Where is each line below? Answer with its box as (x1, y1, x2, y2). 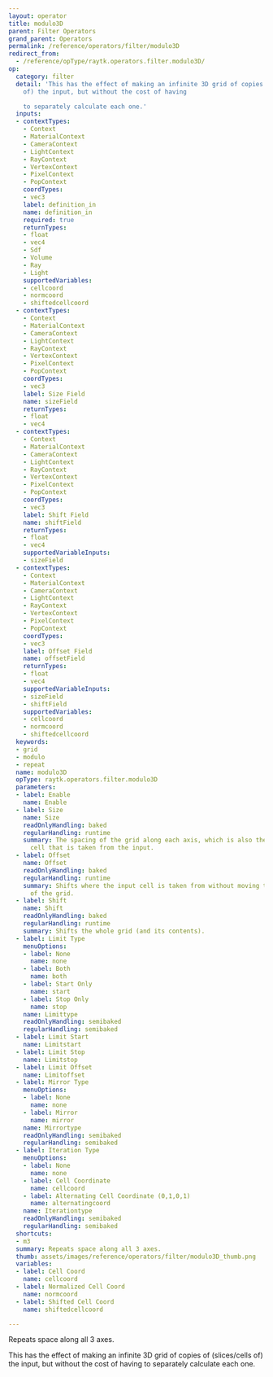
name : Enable (23, 798, 67, 807)
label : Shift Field (23, 510, 89, 519)
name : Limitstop (23, 1056, 79, 1064)
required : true (23, 216, 75, 224)
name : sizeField (23, 397, 79, 405)
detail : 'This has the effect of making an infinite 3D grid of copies (15, 80, 264, 88)
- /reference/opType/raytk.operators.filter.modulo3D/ (15, 58, 206, 66)
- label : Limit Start (15, 1033, 89, 1042)
